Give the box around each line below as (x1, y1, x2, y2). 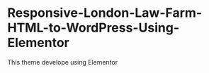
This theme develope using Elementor (7, 58, 118, 66)
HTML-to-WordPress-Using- (7, 20, 179, 36)
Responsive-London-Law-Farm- (7, 5, 203, 21)
